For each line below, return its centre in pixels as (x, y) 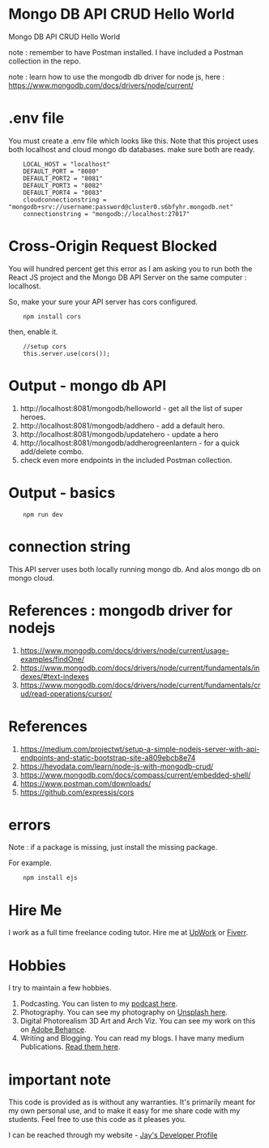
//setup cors (45, 346)
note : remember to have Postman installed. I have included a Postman (126, 52)
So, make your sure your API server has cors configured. (103, 301)
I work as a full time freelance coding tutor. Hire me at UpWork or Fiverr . (128, 933)
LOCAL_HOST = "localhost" (67, 164)
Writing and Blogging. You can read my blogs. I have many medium (132, 1038)
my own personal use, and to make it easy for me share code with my (124, 1111)
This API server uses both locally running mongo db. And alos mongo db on (134, 569)
